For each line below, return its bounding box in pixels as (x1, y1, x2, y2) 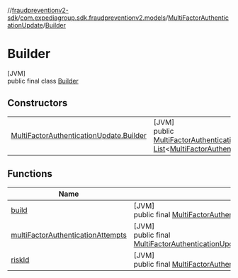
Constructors (7, 97, 68, 109)
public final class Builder (7, 76, 79, 85)
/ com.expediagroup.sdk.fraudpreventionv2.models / (17, 13, 169, 22)
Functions (7, 168, 53, 180)
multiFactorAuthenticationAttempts (11, 230, 127, 240)
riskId (11, 255, 30, 265)
